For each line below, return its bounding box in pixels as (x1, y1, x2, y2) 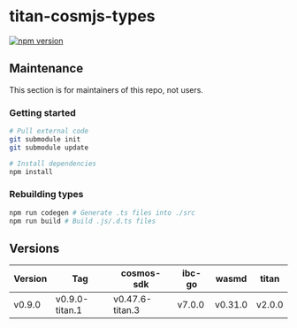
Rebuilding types (9, 188, 84, 201)
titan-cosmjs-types (9, 6, 156, 27)
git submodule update (9, 143, 89, 152)
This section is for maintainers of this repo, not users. (9, 84, 203, 95)
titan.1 (56, 304, 82, 317)
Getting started (9, 106, 77, 118)
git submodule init (9, 134, 81, 143)
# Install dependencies (9, 159, 97, 168)
